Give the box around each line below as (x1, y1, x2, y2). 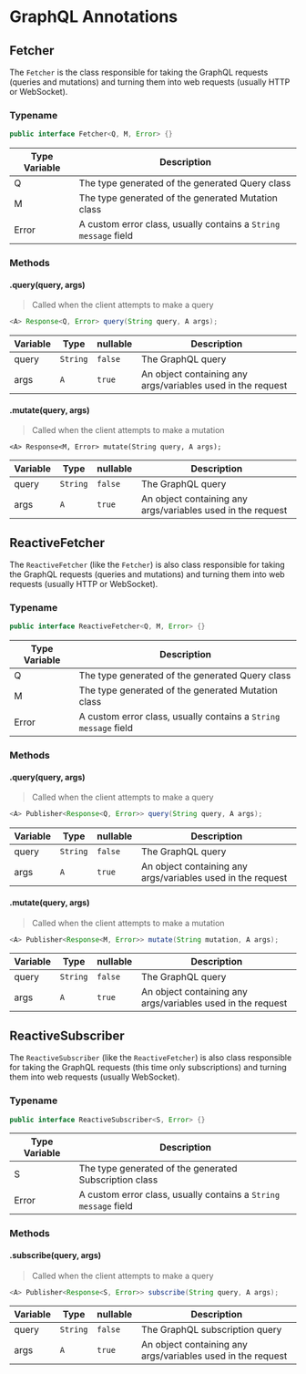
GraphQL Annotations (9, 6, 178, 27)
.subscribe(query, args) (9, 1249, 102, 1260)
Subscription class (78, 1173, 158, 1186)
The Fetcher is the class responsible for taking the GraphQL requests (9, 67, 269, 77)
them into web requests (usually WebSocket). (9, 1071, 180, 1082)
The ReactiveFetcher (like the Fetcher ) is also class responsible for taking (9, 559, 285, 571)
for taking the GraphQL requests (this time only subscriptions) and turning (9, 1062, 287, 1073)
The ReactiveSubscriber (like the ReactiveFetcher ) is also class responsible (9, 1052, 292, 1063)
